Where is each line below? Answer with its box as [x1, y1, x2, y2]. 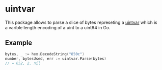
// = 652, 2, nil [5, 61, 41, 66]
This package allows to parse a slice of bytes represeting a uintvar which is [5, 19, 158, 25]
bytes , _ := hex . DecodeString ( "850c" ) [5, 52, 84, 56]
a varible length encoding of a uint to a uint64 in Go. [5, 24, 110, 30]
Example [5, 39, 32, 47]
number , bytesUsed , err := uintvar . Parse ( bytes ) [5, 56, 107, 61]
